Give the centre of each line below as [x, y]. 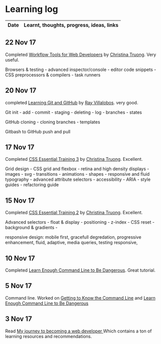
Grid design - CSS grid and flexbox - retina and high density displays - [77, 169]
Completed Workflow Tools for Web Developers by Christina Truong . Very [81, 54]
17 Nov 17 [20, 147]
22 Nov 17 [21, 43]
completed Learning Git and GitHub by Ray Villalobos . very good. [72, 102]
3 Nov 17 [19, 319]
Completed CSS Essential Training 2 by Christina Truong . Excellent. [74, 213]
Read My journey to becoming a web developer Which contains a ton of [79, 331]
